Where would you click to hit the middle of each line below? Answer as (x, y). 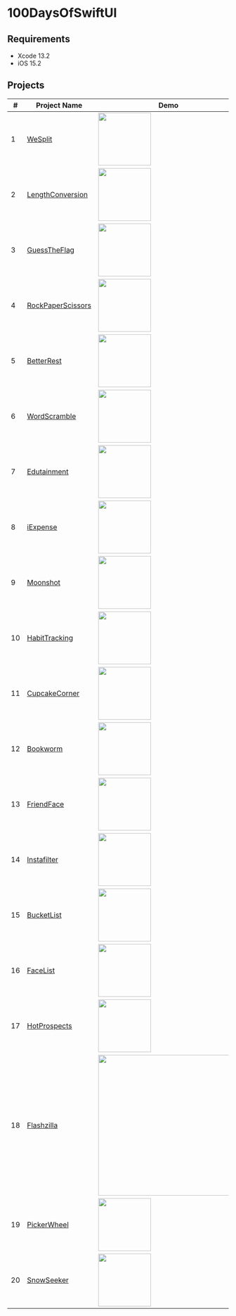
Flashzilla (42, 1125)
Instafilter (42, 859)
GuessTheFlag (51, 250)
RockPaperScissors (59, 305)
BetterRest (44, 360)
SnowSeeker (48, 1280)
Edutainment (48, 472)
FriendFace (46, 804)
